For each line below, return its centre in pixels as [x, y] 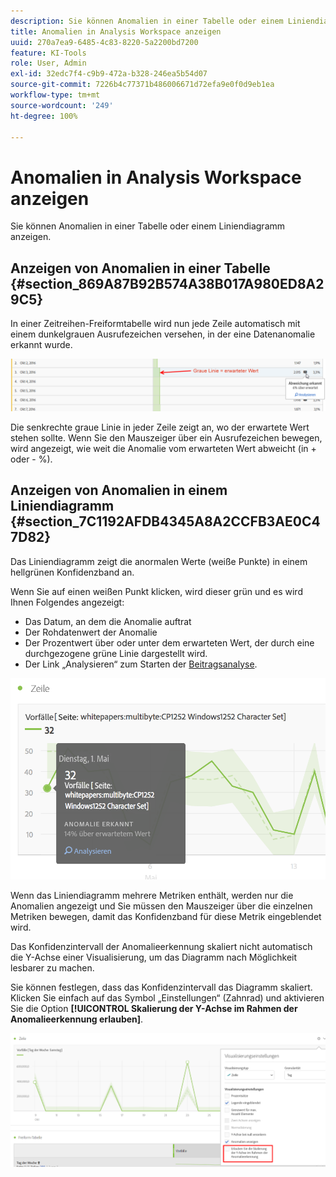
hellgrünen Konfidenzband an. [72, 572]
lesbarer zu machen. [52, 968]
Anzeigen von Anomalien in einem [119, 490]
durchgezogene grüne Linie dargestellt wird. [116, 653]
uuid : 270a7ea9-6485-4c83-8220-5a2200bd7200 [104, 42]
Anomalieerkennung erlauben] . [77, 1019]
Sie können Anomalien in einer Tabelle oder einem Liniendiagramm [148, 226]
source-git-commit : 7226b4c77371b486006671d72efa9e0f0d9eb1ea [142, 85]
